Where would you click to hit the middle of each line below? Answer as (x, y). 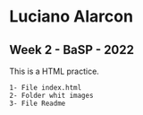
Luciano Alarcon (71, 17)
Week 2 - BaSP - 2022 (71, 50)
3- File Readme (38, 103)
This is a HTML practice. (55, 71)
